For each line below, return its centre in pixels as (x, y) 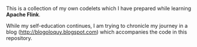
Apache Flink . (23, 15)
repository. (19, 38)
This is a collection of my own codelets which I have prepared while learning (98, 8)
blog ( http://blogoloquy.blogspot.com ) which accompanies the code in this (96, 32)
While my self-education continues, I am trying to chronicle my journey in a (97, 26)
